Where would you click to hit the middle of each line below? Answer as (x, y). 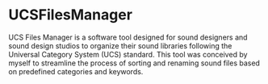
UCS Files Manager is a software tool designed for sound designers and (128, 37)
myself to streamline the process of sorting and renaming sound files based (134, 63)
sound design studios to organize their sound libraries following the (120, 45)
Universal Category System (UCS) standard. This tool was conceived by (128, 54)
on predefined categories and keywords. (76, 71)
